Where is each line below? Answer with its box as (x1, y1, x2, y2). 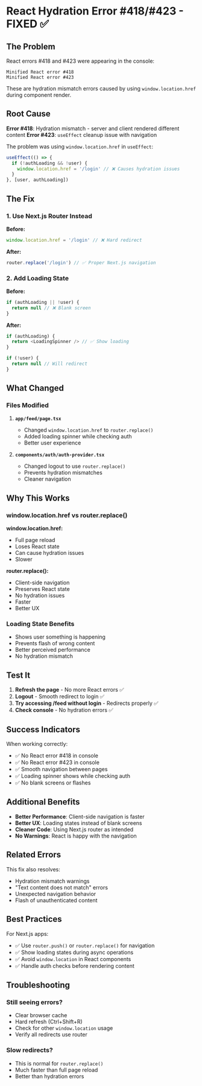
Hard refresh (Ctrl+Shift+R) (14, 1018, 83, 1026)
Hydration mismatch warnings (14, 877, 90, 885)
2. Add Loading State (6, 274, 69, 282)
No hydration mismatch (14, 652, 74, 660)
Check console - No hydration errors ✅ (14, 707, 113, 714)
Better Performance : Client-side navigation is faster (14, 813, 145, 820)
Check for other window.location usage (14, 1024, 113, 1032)
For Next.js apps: (6, 930, 49, 937)
